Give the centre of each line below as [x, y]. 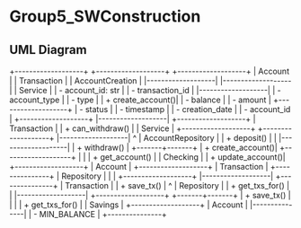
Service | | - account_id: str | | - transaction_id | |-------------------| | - [150, 90]
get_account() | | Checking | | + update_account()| [193, 157]
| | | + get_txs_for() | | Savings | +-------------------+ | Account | [129, 205]
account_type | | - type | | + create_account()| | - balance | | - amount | [140, 100]
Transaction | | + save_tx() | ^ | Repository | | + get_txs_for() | [177, 185]
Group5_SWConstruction [105, 17]
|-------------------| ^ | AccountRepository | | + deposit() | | [167, 138]
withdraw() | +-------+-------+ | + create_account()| [181, 147]
